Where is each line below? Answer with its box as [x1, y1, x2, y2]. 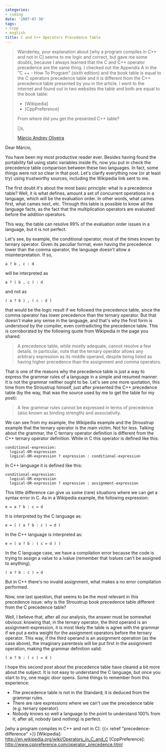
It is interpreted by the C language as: [5, 513, 82, 519]
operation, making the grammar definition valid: [5, 645, 102, 651]
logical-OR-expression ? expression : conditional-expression [9, 453, 141, 458]
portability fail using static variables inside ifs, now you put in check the [5, 159, 151, 165]
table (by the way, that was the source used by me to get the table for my [5, 389, 155, 396]
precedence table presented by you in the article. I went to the [17, 80, 145, 86]
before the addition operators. [5, 211, 66, 217]
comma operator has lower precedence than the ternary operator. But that [5, 312, 157, 318]
